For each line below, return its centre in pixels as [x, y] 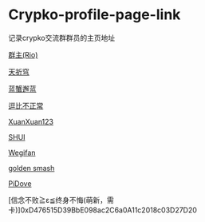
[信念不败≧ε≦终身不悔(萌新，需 [61, 200]
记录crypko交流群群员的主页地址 [62, 38]
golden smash [32, 168]
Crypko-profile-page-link [95, 15]
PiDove [20, 183]
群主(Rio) [23, 54]
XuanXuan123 [31, 121]
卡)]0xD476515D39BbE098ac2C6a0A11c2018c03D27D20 [103, 210]
